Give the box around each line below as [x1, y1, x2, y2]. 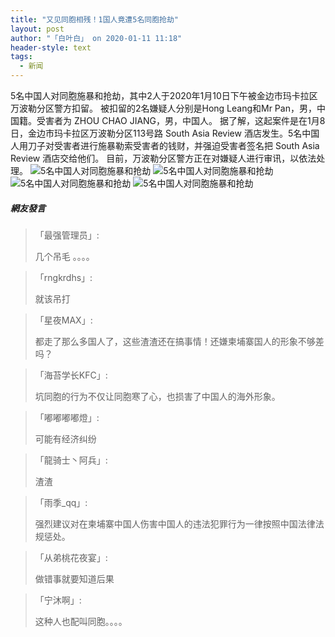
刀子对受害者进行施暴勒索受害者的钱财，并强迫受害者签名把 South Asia [27, 140, 320, 151]
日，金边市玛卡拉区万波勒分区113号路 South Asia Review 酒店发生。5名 [10, 127, 303, 139]
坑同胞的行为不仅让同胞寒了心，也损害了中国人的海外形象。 [34, 390, 281, 402]
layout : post [10, 24, 65, 34]
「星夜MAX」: [34, 314, 93, 326]
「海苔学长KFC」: [34, 369, 108, 381]
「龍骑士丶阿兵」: [34, 454, 108, 466]
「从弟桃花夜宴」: [34, 551, 108, 563]
